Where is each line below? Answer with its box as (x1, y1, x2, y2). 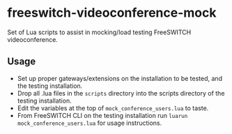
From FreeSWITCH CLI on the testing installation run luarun (17, 111, 188, 119)
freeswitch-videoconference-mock (7, 5, 217, 21)
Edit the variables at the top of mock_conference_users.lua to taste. (17, 103, 209, 112)
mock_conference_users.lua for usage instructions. (17, 119, 162, 127)
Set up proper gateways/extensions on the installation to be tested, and (17, 74, 223, 82)
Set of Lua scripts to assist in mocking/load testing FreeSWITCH (7, 28, 192, 36)
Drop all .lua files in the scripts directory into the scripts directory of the (17, 89, 225, 97)
